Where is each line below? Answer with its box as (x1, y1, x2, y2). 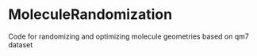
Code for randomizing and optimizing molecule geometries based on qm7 (8, 32, 250, 41)
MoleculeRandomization (8, 6, 173, 24)
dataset (8, 39, 33, 49)
